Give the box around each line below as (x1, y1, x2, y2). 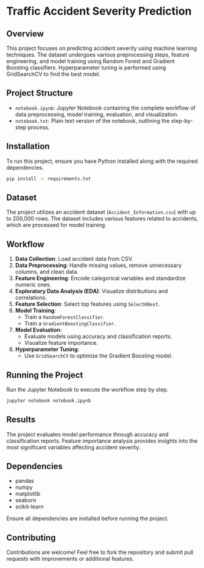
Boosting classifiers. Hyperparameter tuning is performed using (6, 64, 166, 71)
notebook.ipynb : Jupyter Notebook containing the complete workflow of (15, 104, 196, 111)
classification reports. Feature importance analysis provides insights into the (6, 437, 198, 445)
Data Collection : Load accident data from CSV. (15, 255, 133, 263)
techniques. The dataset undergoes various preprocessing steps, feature (6, 51, 190, 58)
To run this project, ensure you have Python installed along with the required (6, 157, 198, 165)
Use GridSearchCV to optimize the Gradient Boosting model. (24, 352, 173, 359)
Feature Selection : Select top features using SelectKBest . (15, 300, 160, 308)
